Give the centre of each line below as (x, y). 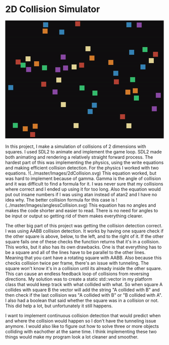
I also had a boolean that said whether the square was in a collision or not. (82, 301)
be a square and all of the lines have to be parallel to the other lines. (75, 252)
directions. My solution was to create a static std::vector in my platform (79, 279)
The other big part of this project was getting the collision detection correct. (84, 226)
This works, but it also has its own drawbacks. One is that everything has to (83, 247)
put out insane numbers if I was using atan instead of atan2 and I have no (81, 195)
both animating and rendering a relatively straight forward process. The (79, 157)
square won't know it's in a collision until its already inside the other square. (84, 269)
